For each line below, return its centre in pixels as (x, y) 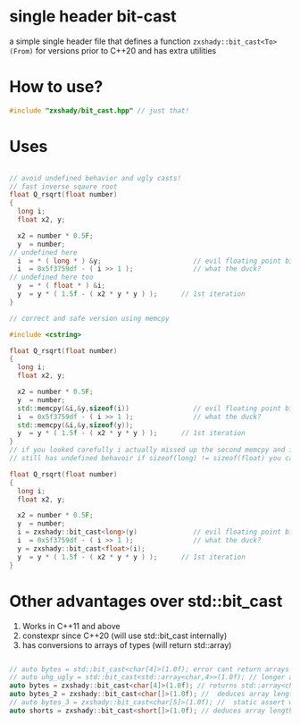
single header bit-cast (93, 17)
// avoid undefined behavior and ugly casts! (95, 178)
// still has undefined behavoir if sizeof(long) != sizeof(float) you (145, 459)
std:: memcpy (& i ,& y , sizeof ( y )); (75, 425)
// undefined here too (51, 278)
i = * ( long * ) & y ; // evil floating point (149, 261)
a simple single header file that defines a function (100, 41)
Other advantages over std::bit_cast (146, 601)
